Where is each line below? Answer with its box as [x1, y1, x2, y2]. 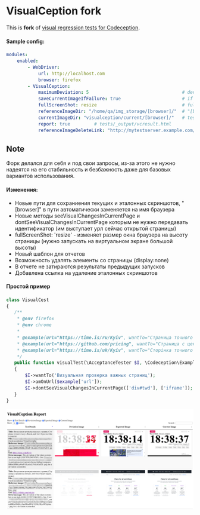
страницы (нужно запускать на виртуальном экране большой [14, 237, 173, 244]
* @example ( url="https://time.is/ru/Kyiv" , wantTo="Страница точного [17, 335, 193, 341]
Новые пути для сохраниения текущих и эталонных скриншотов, [14, 199, 180, 207]
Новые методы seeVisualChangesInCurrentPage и [14, 212, 140, 219]
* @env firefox [17, 315, 55, 322]
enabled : [17, 58, 39, 64]
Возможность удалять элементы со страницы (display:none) [14, 256, 169, 263]
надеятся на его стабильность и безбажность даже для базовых [6, 166, 171, 173]
